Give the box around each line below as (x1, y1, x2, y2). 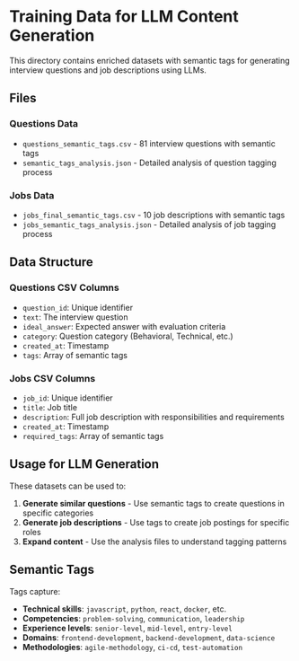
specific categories (22, 507, 94, 518)
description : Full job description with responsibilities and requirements (22, 411, 285, 422)
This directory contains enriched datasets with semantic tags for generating (9, 55, 290, 66)
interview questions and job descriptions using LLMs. (9, 65, 207, 75)
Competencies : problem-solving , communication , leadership (22, 613, 245, 623)
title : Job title (22, 401, 78, 412)
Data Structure (9, 254, 94, 270)
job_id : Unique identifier (22, 392, 114, 403)
